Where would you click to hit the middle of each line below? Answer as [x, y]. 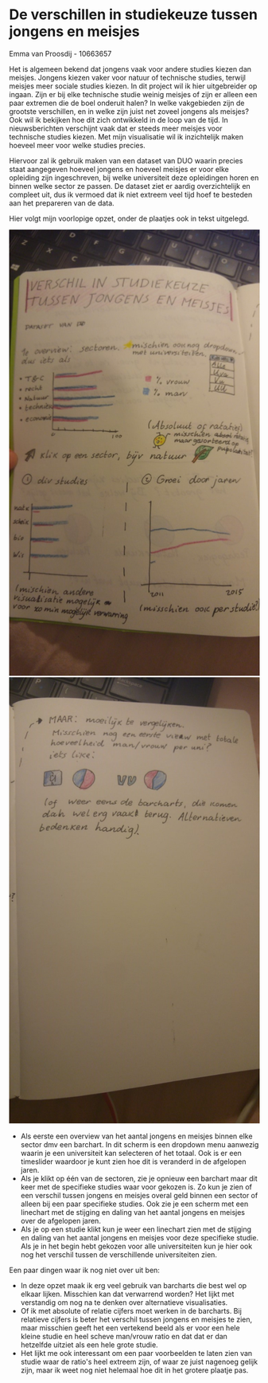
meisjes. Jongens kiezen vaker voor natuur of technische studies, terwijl [127, 77]
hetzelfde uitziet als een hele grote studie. [89, 1345]
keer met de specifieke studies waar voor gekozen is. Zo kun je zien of [136, 1187]
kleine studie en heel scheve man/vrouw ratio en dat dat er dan [124, 1336]
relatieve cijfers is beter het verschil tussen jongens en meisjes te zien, [136, 1319]
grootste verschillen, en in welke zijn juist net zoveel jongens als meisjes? [129, 111]
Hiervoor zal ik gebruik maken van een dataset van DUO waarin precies [126, 160]
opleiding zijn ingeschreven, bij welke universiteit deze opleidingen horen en [134, 178]
